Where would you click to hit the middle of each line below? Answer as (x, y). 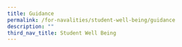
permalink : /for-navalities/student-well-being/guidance (91, 20)
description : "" (31, 26)
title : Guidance (31, 13)
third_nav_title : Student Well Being (62, 33)
